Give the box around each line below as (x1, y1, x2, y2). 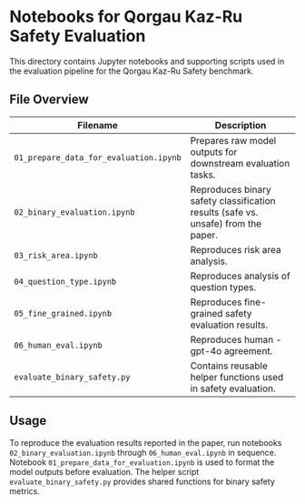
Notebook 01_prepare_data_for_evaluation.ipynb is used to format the (9, 457, 275, 468)
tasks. (190, 168, 216, 181)
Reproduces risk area (190, 243, 281, 256)
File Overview (9, 92, 89, 107)
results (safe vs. (190, 206, 259, 218)
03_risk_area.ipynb (14, 250, 98, 260)
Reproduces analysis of (190, 269, 290, 282)
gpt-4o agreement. (190, 344, 273, 357)
